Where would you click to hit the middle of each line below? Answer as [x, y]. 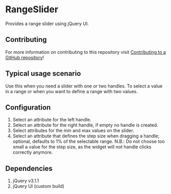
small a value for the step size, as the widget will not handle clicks [82, 147]
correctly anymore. [33, 153]
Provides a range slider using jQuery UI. [47, 24]
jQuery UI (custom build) [39, 186]
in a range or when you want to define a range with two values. [71, 91]
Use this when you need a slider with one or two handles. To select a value [84, 86]
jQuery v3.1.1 [26, 181]
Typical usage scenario [43, 73]
